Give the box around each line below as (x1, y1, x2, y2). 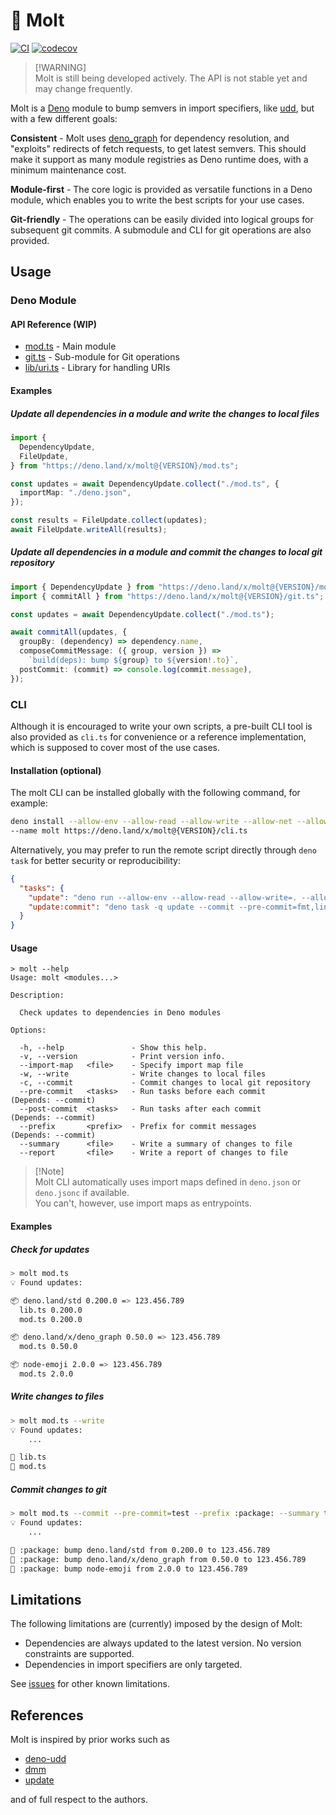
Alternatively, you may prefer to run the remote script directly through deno (10, 844, 317, 856)
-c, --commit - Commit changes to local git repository (19, 1078, 311, 1088)
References (10, 1707, 84, 1724)
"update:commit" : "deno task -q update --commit (28, 902, 235, 912)
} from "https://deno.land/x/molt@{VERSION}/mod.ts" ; (10, 460, 240, 471)
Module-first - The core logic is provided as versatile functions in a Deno (10, 183, 313, 195)
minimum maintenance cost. (10, 164, 127, 176)
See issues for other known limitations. (10, 1678, 170, 1690)
